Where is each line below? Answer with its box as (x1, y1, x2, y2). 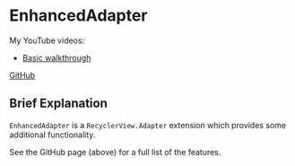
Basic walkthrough (22, 52, 91, 63)
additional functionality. (9, 129, 96, 140)
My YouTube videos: (9, 35, 85, 46)
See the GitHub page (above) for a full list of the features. (9, 146, 221, 157)
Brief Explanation (9, 96, 108, 111)
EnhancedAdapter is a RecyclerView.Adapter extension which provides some (9, 119, 287, 130)
